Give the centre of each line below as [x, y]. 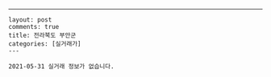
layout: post [30, 20]
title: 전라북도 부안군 [42, 35]
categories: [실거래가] [45, 44]
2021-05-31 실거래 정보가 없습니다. [61, 67]
